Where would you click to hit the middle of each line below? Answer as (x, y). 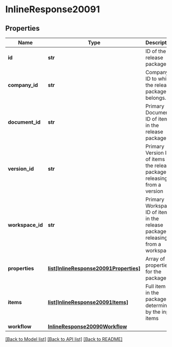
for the (153, 272)
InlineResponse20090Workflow (88, 327)
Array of (155, 259)
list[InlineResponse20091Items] (88, 302)
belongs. (156, 98)
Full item (155, 286)
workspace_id (25, 225)
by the (153, 312)
